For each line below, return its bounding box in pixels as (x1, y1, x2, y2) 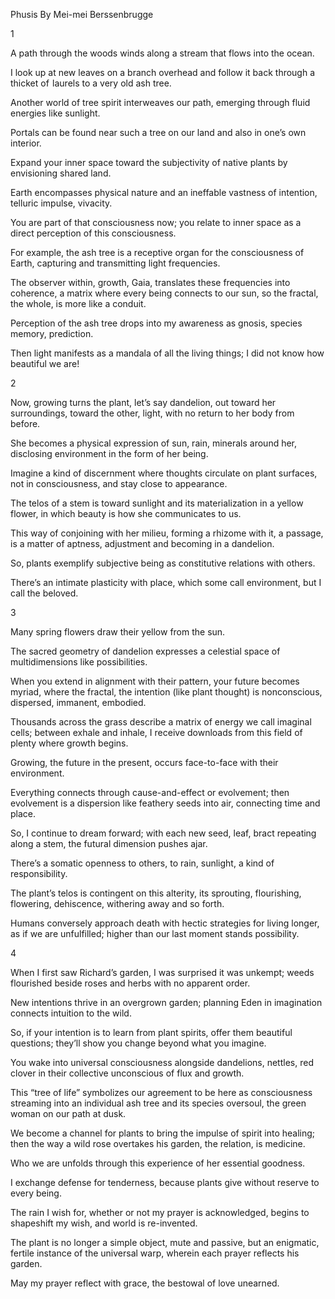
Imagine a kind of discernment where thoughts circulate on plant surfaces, (10, 467, 318, 479)
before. (10, 418, 41, 429)
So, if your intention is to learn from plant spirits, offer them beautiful (10, 1027, 293, 1038)
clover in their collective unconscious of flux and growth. (10, 1067, 245, 1079)
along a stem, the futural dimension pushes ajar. (10, 838, 208, 849)
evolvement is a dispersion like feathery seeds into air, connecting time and (10, 797, 321, 809)
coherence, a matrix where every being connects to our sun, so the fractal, (10, 287, 319, 299)
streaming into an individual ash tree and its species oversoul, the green (10, 1097, 307, 1109)
